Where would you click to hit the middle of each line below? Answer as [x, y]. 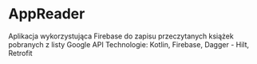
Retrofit [21, 53]
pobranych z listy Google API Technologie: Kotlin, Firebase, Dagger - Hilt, [129, 44]
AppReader [47, 14]
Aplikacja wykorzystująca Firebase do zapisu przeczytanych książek [121, 36]
